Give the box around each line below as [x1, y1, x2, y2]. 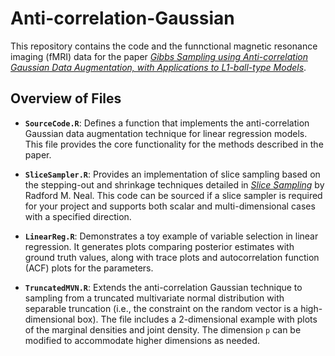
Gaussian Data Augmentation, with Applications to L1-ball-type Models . [10, 61, 307, 73]
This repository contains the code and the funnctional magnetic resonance [10, 40, 318, 52]
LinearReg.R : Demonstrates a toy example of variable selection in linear [24, 230, 319, 242]
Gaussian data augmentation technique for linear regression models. [24, 127, 308, 139]
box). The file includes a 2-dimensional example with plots [77, 313, 318, 325]
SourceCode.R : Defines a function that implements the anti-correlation [24, 117, 310, 129]
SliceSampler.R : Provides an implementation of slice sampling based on [24, 168, 321, 180]
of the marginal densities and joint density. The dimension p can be [24, 323, 302, 336]
